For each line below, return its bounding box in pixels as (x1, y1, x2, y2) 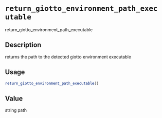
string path (5, 107, 27, 113)
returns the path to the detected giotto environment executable (5, 54, 131, 59)
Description (5, 41, 41, 49)
